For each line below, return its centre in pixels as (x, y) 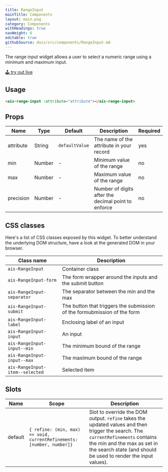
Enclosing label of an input (93, 322)
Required (149, 131)
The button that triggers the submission (108, 306)
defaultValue (74, 146)
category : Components (28, 24)
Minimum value (112, 160)
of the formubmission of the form (101, 312)
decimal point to (113, 201)
